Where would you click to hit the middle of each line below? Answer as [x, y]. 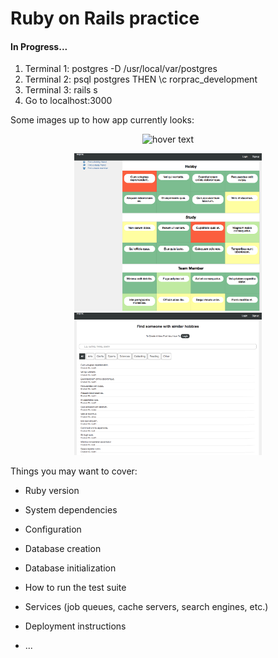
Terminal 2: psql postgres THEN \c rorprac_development [141, 79]
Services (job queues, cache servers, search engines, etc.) [146, 607]
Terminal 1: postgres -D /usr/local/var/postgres [121, 69]
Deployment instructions [75, 626]
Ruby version [52, 491]
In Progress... [39, 46]
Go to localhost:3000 [68, 101]
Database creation [63, 549]
